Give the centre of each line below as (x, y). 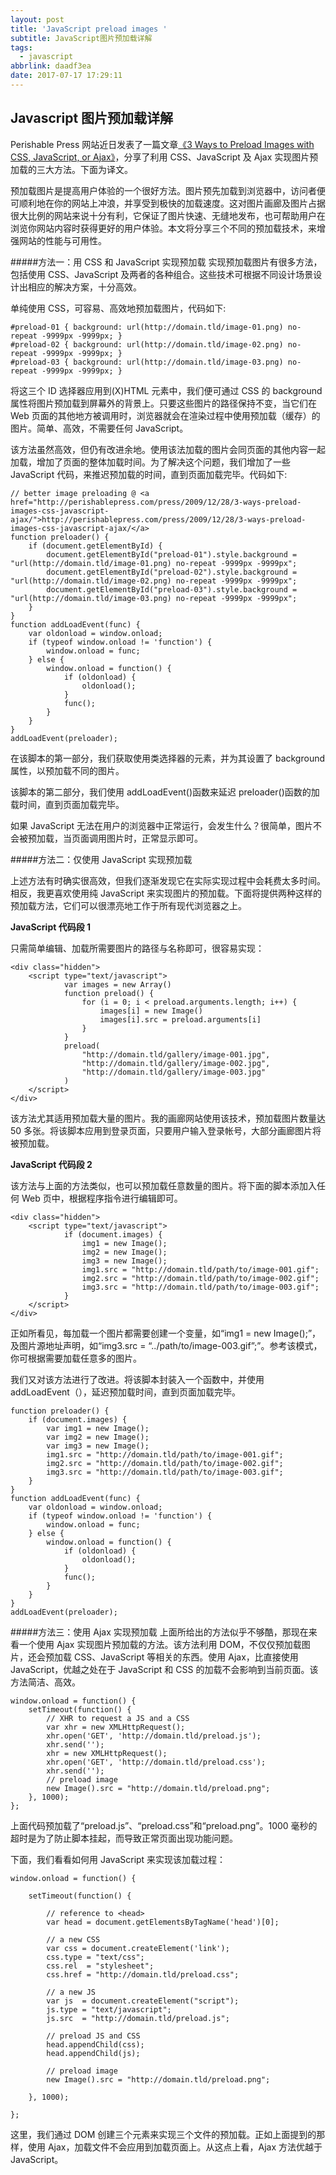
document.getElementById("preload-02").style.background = (172, 572)
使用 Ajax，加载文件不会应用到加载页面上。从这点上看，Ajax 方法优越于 (175, 2147)
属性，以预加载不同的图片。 (67, 770)
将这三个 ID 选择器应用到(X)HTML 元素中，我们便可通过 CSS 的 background (166, 390)
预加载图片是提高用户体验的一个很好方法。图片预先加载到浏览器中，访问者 (163, 190)
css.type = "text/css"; (95, 1957)
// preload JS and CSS (93, 2036)
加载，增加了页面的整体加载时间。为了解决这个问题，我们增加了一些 (150, 462)
